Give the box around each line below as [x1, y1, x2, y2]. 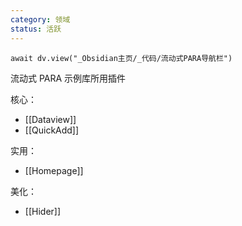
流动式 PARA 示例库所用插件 [10, 72, 127, 84]
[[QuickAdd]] [24, 124, 80, 136]
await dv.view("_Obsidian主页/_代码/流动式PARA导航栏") [10, 53, 233, 63]
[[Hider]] [24, 205, 62, 217]
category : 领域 [10, 14, 71, 25]
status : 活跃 [10, 24, 62, 34]
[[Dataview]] [24, 113, 77, 125]
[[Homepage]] [24, 164, 84, 176]
